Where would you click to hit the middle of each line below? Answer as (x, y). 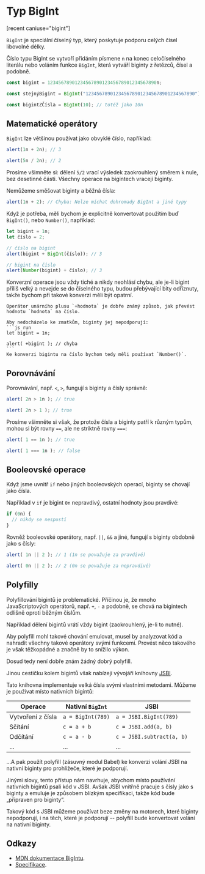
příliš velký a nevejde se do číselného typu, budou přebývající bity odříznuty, (103, 289)
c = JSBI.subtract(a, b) (152, 736)
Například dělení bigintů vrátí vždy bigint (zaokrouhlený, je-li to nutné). (95, 624)
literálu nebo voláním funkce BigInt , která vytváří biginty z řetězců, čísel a (99, 65)
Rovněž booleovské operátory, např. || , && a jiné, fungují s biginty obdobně (101, 537)
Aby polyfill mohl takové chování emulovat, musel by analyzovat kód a (94, 636)
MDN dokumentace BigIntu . (50, 858)
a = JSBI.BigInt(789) (147, 717)
